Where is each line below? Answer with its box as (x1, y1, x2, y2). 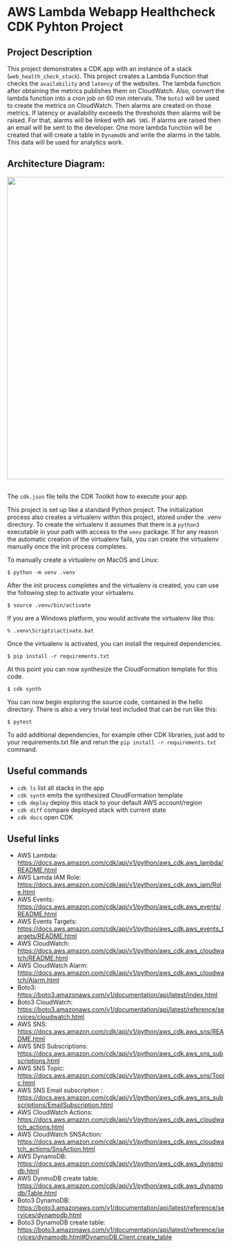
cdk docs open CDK (17, 813, 74, 821)
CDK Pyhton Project (7, 19, 124, 35)
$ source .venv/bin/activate (7, 602, 91, 609)
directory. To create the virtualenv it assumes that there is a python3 (7, 520, 200, 529)
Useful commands (7, 765, 88, 777)
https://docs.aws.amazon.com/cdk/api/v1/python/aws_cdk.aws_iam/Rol (17, 880, 222, 889)
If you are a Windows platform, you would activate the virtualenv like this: (7, 614, 215, 622)
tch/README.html (17, 954, 68, 963)
